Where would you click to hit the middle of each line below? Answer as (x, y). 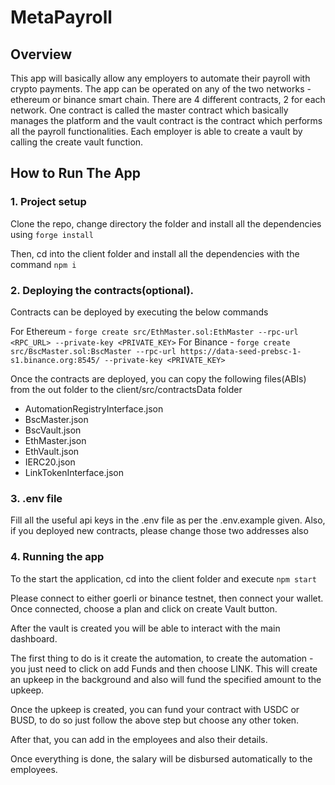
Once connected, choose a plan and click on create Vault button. (144, 608)
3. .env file (36, 498)
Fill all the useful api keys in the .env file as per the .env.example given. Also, (168, 520)
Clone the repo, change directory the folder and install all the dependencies (166, 223)
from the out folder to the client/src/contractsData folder (126, 389)
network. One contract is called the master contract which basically (149, 110)
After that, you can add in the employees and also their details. (139, 739)
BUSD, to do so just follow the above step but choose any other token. (155, 720)
